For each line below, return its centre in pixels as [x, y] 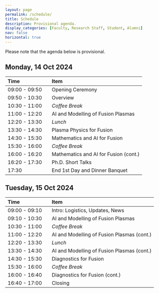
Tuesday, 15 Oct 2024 [39, 188]
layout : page [19, 10]
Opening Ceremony [75, 89]
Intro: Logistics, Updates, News [88, 210]
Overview [63, 97]
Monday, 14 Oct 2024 [39, 67]
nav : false [16, 33]
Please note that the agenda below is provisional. [55, 51]
